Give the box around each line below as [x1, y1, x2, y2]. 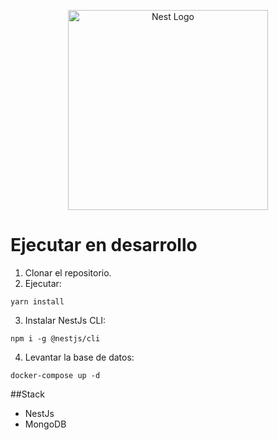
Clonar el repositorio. [24, 266, 112, 279]
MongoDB [24, 418, 67, 430]
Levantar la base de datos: [24, 351, 135, 363]
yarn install [10, 296, 65, 307]
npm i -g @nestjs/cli [10, 333, 101, 344]
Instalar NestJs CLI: [24, 314, 107, 326]
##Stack [10, 388, 45, 400]
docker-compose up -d [10, 370, 101, 380]
